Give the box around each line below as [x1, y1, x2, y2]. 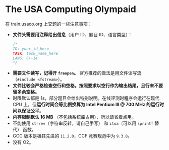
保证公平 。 [21, 108, 44, 114]
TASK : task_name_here [12, 51, 58, 56]
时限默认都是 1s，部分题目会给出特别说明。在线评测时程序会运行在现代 [12, 95, 160, 101]
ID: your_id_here [12, 46, 49, 51]
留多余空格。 [12, 89, 39, 95]
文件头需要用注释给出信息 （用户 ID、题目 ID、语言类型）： [12, 31, 133, 37]
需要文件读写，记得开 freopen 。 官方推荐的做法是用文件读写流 [12, 70, 142, 76]
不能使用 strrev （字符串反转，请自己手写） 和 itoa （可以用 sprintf [12, 120, 154, 126]
